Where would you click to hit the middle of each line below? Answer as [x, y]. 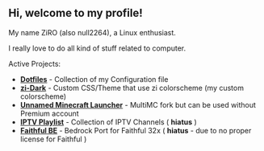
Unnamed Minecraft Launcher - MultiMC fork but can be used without [138, 104]
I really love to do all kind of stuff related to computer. [97, 48]
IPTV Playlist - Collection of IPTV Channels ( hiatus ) [109, 122]
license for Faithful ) [53, 139]
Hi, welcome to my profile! [75, 13]
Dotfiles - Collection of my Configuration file [94, 79]
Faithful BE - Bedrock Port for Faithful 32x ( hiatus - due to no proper [136, 130]
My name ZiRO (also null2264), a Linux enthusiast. [92, 32]
